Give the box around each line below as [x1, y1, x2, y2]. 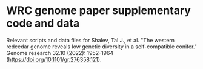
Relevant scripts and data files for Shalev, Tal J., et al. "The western [6, 36, 175, 44]
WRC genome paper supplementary [6, 4, 191, 18]
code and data [6, 16, 80, 30]
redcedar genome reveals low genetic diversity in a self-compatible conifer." [6, 43, 197, 50]
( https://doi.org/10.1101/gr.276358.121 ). [6, 56, 102, 63]
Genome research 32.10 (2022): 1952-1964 [6, 49, 114, 56]
